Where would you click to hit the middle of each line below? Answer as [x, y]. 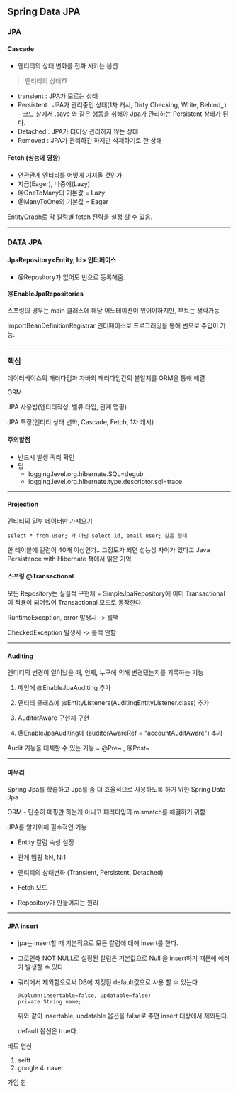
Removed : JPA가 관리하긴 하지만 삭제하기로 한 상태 [90, 140]
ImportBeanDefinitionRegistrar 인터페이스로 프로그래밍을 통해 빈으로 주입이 [113, 325]
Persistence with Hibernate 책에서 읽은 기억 [69, 559]
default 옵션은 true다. [48, 1030]
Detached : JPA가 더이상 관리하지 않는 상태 [78, 131]
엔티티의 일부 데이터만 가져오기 [50, 521]
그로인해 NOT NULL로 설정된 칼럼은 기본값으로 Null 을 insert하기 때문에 [117, 958]
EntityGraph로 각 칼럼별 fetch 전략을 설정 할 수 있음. [80, 217]
